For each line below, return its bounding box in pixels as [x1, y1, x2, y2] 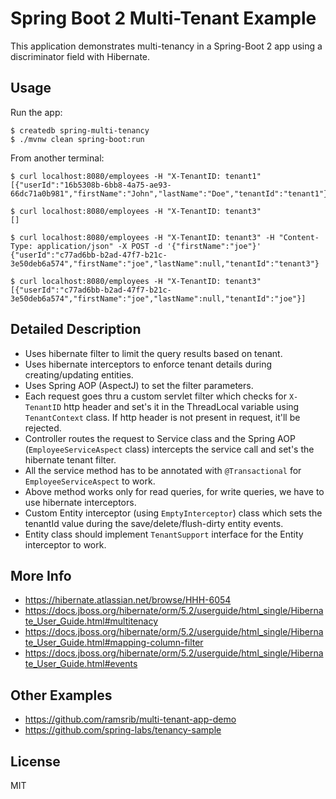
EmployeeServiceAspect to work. [24, 475, 156, 487]
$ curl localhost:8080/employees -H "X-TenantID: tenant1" [10, 171, 262, 181]
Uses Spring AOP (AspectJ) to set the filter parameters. [24, 379, 254, 391]
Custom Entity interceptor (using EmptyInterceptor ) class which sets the [24, 507, 323, 519]
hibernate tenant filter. [24, 453, 117, 466]
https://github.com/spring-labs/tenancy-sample [24, 724, 222, 736]
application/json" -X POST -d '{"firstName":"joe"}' [36, 241, 262, 251]
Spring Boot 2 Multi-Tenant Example [10, 7, 317, 30]
